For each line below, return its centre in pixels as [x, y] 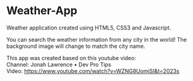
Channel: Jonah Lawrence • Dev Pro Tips [59, 64]
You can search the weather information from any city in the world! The [97, 39]
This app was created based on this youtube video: [71, 58]
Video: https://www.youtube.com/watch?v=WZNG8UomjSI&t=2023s [93, 71]
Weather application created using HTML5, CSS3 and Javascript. [89, 28]
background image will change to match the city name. [76, 46]
